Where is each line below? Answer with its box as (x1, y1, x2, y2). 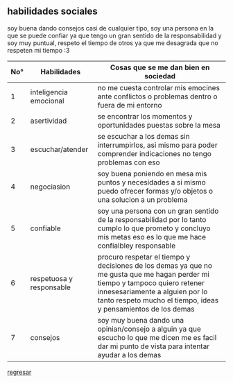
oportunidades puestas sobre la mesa (97, 120, 221, 130)
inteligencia (30, 87, 68, 96)
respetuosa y (30, 273, 74, 283)
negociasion (30, 182, 71, 191)
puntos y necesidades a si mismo (97, 177, 206, 187)
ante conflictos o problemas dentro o (97, 92, 218, 101)
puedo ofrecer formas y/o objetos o (97, 186, 214, 196)
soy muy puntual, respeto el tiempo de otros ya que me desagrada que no (7, 38, 218, 47)
